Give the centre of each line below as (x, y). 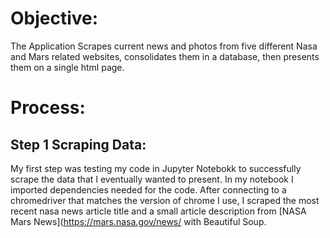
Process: (48, 108)
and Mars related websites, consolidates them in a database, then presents (165, 56)
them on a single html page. (67, 67)
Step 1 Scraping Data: (78, 144)
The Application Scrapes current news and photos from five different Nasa (164, 46)
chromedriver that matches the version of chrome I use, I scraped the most (165, 200)
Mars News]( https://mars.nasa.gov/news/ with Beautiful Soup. (138, 221)
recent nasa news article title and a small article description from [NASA (158, 211)
